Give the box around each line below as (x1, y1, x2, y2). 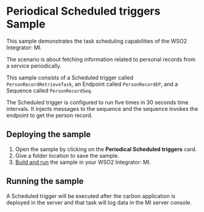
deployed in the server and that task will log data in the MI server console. (6, 199, 192, 206)
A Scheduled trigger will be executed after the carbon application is (6, 192, 175, 199)
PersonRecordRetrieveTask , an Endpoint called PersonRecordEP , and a (6, 80, 178, 88)
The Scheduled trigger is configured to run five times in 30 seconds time (6, 99, 189, 106)
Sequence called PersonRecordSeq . (6, 87, 93, 94)
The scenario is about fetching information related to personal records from (6, 55, 196, 63)
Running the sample (6, 176, 84, 186)
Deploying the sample (6, 129, 91, 140)
